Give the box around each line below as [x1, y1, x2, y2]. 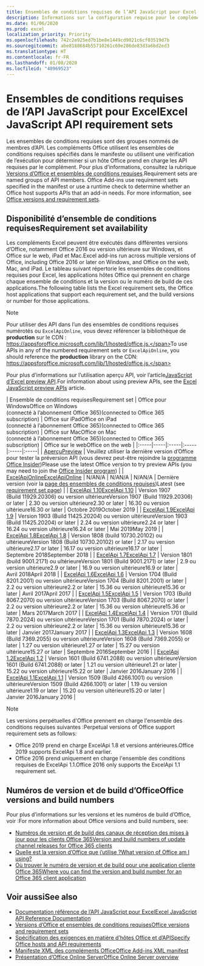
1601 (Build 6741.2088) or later [6, 661, 83, 669]
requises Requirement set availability [6, 223, 148, 233]
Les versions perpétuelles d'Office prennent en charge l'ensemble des [6, 717, 183, 724]
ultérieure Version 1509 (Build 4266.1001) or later [6, 681, 126, 688]
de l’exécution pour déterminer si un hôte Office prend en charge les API [6, 157, 188, 164]
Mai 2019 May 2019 [110, 526, 157, 533]
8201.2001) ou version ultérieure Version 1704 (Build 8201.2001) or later [6, 577, 184, 585]
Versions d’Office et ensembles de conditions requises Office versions [15, 921, 190, 928]
